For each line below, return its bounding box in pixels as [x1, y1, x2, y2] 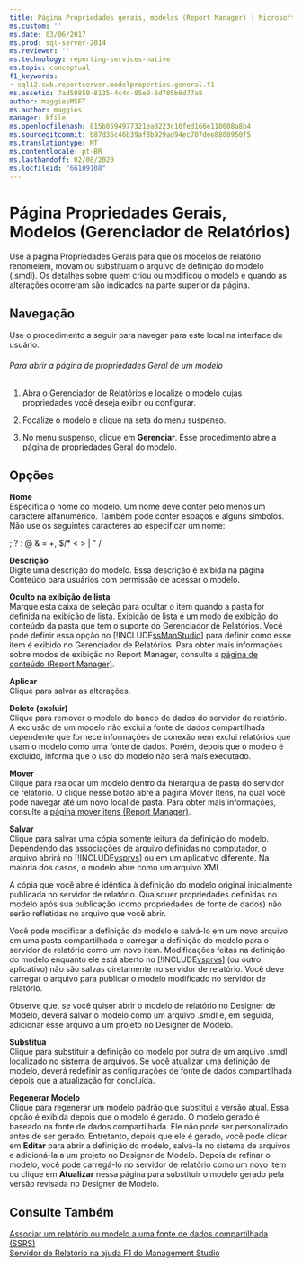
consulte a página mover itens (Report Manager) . [9, 807, 191, 817]
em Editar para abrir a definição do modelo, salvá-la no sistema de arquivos [9, 1140, 291, 1151]
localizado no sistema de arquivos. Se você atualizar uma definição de [9, 1056, 271, 1066]
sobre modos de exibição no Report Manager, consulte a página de [9, 649, 259, 660]
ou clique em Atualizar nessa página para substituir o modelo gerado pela [9, 1169, 285, 1180]
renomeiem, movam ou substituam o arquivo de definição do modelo [9, 261, 264, 272]
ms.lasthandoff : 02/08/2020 [9, 155, 115, 165]
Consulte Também [9, 1204, 115, 1219]
